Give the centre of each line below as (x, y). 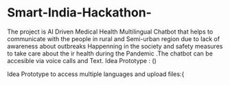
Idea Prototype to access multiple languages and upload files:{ (96, 74)
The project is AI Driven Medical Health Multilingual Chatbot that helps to (110, 32)
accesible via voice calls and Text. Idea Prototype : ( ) (82, 60)
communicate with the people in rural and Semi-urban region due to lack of (114, 38)
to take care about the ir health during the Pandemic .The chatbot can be (110, 53)
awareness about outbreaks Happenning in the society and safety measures (115, 46)
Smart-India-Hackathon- (80, 13)
